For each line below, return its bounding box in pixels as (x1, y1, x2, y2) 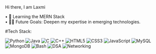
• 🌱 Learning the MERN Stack (5, 14, 65, 19)
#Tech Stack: (5, 28, 32, 34)
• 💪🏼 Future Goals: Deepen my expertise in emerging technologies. (5, 19, 141, 25)
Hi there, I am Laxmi (5, 4, 46, 10)
